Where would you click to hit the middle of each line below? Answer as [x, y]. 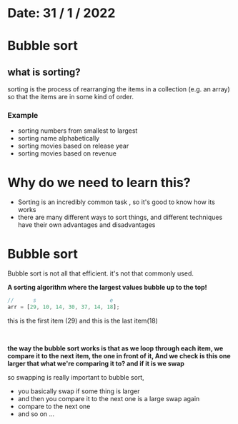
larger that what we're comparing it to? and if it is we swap [96, 364]
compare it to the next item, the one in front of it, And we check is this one [119, 356]
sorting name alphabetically [59, 138]
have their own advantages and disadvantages [86, 225]
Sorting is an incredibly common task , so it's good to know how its [116, 202]
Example [23, 116]
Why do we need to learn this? [99, 182]
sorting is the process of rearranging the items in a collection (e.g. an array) [119, 89]
